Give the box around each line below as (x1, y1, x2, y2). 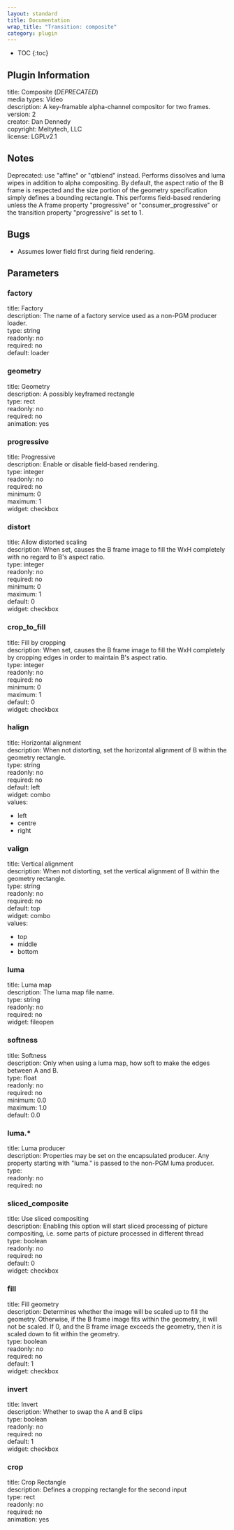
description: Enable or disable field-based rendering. (7, 459, 159, 469)
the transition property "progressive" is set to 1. (7, 208, 143, 217)
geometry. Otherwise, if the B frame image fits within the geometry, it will (7, 1315, 218, 1323)
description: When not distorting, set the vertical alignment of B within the (7, 867, 220, 875)
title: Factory (7, 304, 44, 313)
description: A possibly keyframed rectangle (7, 389, 135, 398)
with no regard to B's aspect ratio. (7, 553, 105, 562)
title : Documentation (7, 17, 71, 24)
